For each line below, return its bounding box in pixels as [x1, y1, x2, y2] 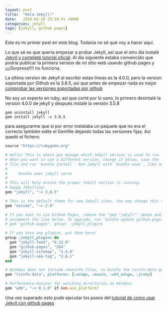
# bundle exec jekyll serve [5, 171, 72, 176]
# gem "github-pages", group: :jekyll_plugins [5, 222, 103, 227]
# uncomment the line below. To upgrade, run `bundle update [5, 217, 135, 222]
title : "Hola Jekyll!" [5, 12, 55, 17]
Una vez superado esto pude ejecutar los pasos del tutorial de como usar [5, 295, 156, 301]
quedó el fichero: [5, 134, 40, 140]
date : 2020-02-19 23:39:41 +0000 [5, 16, 79, 21]
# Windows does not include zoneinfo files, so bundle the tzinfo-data [5, 268, 157, 273]
